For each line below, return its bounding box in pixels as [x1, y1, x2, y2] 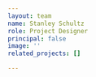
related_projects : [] [7, 49, 81, 58]
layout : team [7, 11, 52, 20]
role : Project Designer [7, 27, 89, 35]
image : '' [7, 42, 41, 50]
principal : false [7, 34, 67, 43]
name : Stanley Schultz [7, 19, 85, 28]
